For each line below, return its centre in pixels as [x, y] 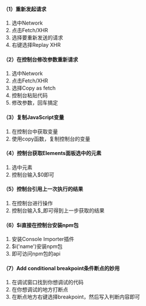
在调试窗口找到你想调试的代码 [47, 282]
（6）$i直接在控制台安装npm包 [41, 225]
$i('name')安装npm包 [37, 246]
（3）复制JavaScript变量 [34, 117]
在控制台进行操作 [32, 203]
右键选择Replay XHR [36, 45]
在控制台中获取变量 [35, 131]
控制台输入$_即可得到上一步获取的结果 [58, 211]
